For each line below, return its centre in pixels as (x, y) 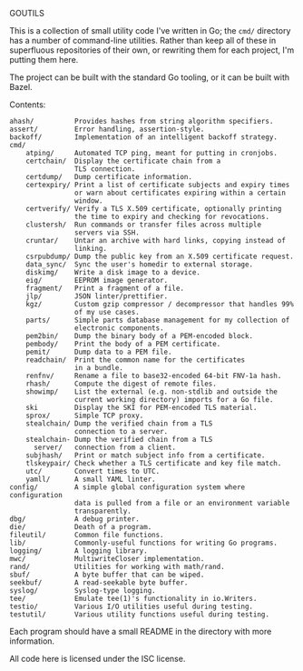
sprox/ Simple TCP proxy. (85, 416)
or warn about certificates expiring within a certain (180, 193)
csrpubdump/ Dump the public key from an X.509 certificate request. (160, 256)
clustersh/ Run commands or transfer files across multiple (143, 225)
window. (88, 201)
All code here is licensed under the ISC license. (98, 659)
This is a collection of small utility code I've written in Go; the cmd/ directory (150, 30)
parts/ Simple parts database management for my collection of (158, 320)
